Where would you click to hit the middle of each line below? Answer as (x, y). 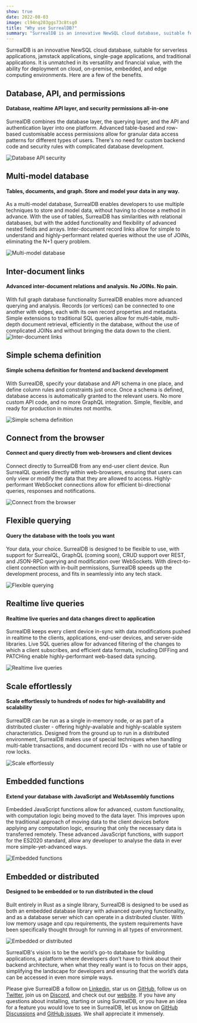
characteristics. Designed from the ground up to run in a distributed (88, 733)
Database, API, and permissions (66, 94)
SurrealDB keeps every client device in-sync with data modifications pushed (98, 632)
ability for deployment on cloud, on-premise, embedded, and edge (86, 69)
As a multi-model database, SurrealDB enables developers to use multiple (95, 204)
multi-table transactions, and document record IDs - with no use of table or (97, 745)
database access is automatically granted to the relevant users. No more (94, 396)
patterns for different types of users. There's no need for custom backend (96, 140)
